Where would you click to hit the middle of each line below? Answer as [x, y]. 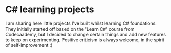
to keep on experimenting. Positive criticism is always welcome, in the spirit [85, 40]
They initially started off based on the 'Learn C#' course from [70, 29]
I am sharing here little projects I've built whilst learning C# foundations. [81, 23]
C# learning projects [50, 9]
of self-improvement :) [29, 45]
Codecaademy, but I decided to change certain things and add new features [86, 34]
